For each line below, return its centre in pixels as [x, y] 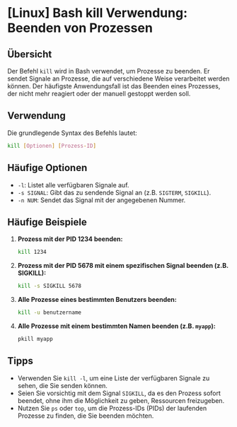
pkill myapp [35, 339]
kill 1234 [32, 252]
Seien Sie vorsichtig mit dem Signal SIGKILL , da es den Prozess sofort [119, 393]
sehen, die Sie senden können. [63, 385]
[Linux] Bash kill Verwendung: [98, 13]
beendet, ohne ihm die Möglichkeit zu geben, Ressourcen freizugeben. [121, 400]
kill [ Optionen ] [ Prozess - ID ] [52, 146]
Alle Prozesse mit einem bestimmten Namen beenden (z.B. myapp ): [116, 326]
